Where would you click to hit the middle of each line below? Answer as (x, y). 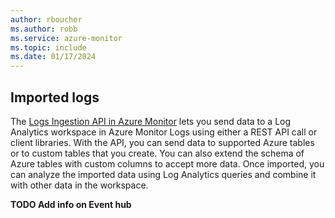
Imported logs (55, 97)
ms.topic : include (48, 47)
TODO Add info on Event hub (71, 204)
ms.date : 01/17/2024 (53, 57)
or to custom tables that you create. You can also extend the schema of (157, 153)
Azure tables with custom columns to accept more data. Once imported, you (167, 163)
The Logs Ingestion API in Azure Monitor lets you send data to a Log (151, 121)
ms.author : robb (44, 29)
